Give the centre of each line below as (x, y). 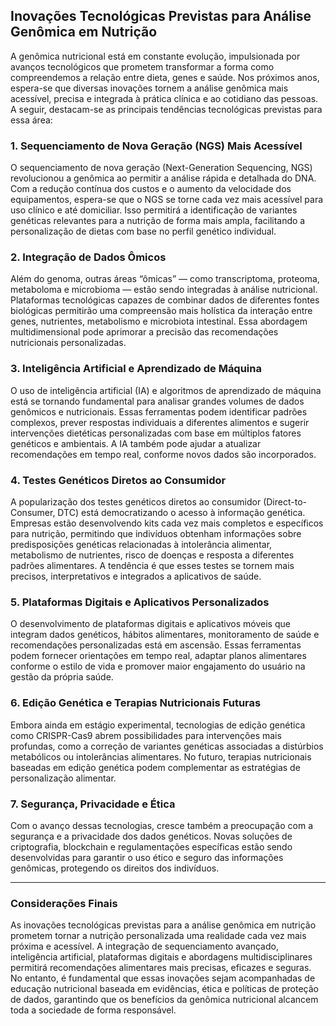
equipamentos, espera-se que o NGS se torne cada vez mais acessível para (167, 200)
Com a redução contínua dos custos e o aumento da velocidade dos (151, 189)
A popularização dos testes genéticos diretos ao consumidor (136, 502)
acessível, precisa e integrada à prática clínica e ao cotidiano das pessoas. (164, 98)
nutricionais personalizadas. (68, 343)
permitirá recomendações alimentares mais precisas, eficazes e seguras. (161, 968)
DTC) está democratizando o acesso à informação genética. (181, 512)
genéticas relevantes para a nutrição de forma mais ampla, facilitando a (158, 221)
